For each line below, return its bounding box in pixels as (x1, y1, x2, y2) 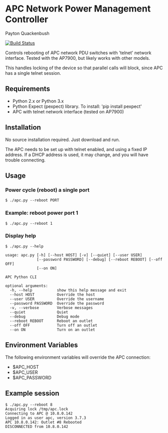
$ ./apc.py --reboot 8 (5, 402, 53, 407)
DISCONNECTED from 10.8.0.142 (5, 424, 69, 429)
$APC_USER (12, 369, 38, 375)
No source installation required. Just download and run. (5, 136, 120, 142)
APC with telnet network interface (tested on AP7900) (12, 108, 124, 114)
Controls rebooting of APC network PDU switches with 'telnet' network (5, 50, 151, 56)
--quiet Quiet (10, 310, 69, 315)
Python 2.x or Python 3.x (12, 98, 64, 104)
